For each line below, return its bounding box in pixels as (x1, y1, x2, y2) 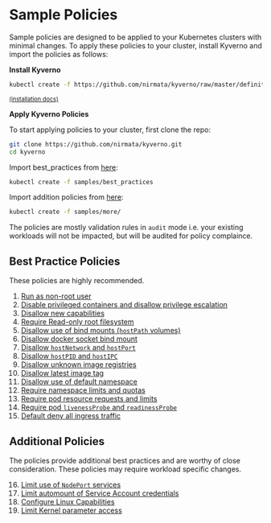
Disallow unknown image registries (20, 360, 137, 369)
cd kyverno (9, 147, 46, 156)
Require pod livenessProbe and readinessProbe (20, 402, 178, 412)
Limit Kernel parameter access (20, 505, 123, 515)
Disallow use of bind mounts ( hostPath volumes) (20, 326, 181, 336)
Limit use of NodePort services (20, 480, 121, 489)
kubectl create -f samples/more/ (9, 208, 121, 216)
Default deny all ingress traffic (20, 411, 121, 421)
